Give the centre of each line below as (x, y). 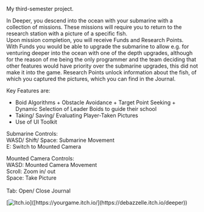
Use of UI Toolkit (36, 122)
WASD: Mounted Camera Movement (52, 165)
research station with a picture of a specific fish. (67, 34)
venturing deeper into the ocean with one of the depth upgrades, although (100, 53)
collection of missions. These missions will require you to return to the (94, 27)
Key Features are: (28, 90)
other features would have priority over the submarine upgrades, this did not (102, 66)
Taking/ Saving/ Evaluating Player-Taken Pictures (76, 115)
